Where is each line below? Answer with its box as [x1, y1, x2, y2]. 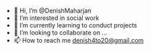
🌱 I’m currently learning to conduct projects [13, 21, 138, 29]
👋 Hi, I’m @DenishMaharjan [13, 7, 92, 14]
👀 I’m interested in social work [13, 14, 99, 22]
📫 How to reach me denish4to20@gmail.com [13, 37, 144, 44]
